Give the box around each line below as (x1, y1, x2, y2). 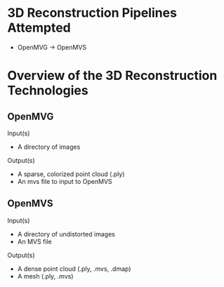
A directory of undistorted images (17, 229, 116, 238)
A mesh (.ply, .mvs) (17, 272, 74, 280)
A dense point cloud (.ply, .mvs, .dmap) (17, 265, 131, 273)
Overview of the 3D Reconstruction (7, 68, 218, 84)
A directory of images (17, 142, 81, 151)
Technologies (7, 83, 89, 99)
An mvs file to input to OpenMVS (17, 177, 112, 185)
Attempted (7, 20, 72, 36)
